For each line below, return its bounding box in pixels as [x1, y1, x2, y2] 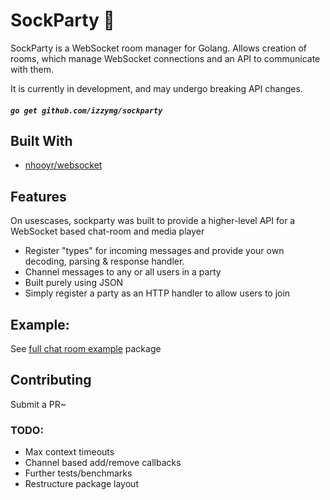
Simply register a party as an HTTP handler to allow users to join [24, 287, 291, 299]
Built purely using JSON [24, 277, 124, 289]
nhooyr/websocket [24, 159, 103, 171]
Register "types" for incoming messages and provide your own [24, 245, 285, 257]
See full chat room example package [10, 342, 162, 354]
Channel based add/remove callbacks [24, 457, 182, 469]
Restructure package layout [24, 478, 139, 490]
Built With [10, 132, 73, 149]
